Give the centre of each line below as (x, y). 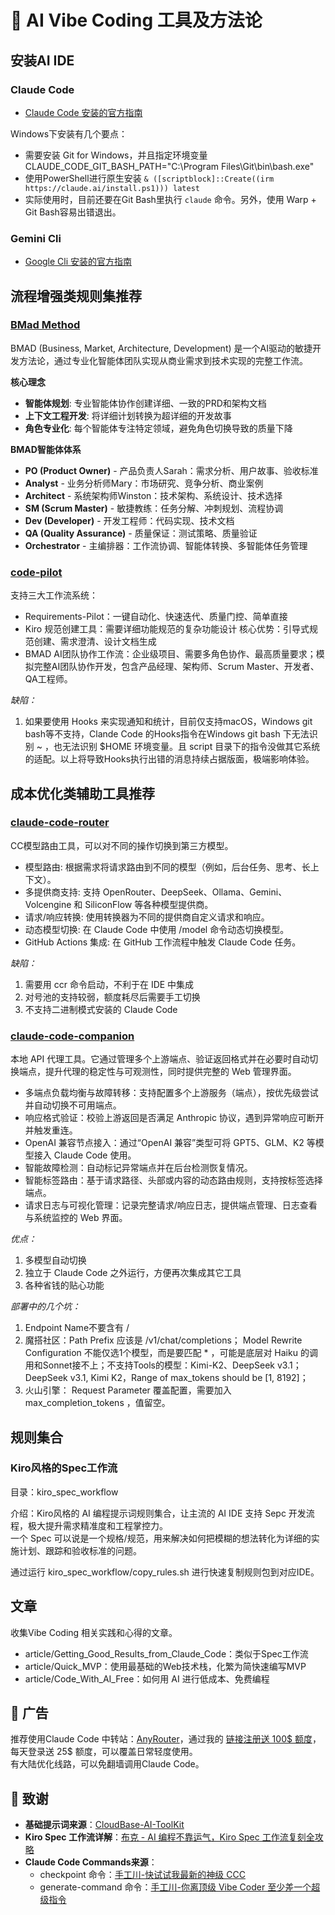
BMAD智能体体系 (46, 449)
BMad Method (45, 325)
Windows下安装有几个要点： (69, 133)
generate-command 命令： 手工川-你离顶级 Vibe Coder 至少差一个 (175, 1887)
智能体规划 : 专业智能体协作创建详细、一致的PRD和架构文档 (145, 403)
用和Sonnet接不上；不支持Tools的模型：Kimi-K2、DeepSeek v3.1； (163, 1365)
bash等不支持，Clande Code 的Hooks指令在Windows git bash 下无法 (167, 734)
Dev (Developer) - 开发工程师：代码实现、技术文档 (129, 520)
